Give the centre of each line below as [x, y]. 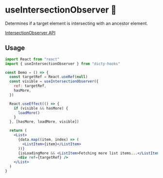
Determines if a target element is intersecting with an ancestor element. [76, 23]
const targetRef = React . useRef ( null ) [49, 77]
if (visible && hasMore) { [41, 108]
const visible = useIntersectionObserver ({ [54, 81]
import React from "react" [32, 59]
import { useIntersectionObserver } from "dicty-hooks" [63, 64]
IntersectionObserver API [30, 32]
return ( [18, 130]
